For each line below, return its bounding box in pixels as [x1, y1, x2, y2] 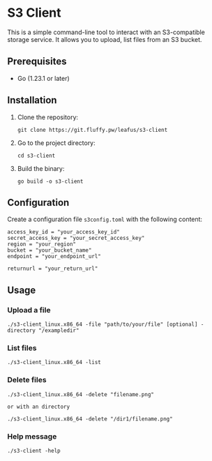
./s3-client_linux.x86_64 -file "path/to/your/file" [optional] [7, 321, 198, 328]
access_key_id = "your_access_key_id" [7, 229, 120, 236]
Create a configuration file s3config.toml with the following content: [7, 215, 203, 224]
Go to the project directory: [17, 138, 96, 147]
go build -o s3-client [17, 178, 84, 185]
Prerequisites [7, 56, 67, 68]
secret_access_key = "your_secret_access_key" [7, 235, 145, 242]
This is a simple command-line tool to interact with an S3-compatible [7, 28, 206, 36]
